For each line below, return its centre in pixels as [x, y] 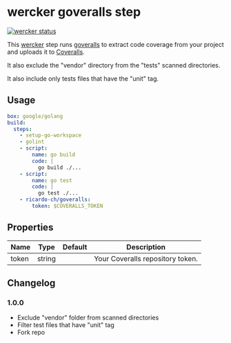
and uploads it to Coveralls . [46, 52]
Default [75, 247]
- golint [32, 142]
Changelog [31, 283]
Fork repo [31, 333]
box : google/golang [35, 116]
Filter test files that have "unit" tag [66, 325]
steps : [23, 129]
